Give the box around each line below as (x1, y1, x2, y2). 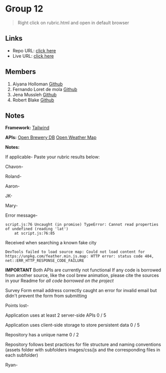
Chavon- (5, 164, 24, 170)
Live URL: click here (12, 53, 54, 59)
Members (5, 67, 36, 76)
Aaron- (5, 183, 20, 189)
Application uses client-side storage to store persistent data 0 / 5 (5, 322, 140, 328)
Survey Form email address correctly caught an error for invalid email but (5, 288, 157, 294)
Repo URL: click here (12, 47, 56, 53)
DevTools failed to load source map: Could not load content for (5, 249, 145, 254)
